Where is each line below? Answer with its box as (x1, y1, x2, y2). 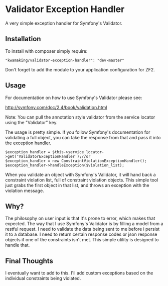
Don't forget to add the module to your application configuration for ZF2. (5, 66, 155, 72)
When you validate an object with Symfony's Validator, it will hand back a (5, 171, 156, 177)
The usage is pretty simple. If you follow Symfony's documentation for (5, 129, 150, 135)
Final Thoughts (5, 256, 54, 265)
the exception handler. (5, 140, 52, 146)
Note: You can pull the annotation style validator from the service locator (5, 114, 155, 120)
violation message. (5, 187, 44, 194)
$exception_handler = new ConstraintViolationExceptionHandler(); (5, 158, 147, 163)
